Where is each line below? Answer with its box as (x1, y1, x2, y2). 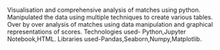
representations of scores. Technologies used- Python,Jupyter (7, 27, 187, 36)
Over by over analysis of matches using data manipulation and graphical (7, 21, 213, 28)
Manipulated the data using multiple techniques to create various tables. (7, 13, 213, 21)
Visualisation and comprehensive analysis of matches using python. (7, 6, 201, 14)
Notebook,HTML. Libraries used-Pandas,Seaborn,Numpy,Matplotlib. (7, 35, 202, 43)
